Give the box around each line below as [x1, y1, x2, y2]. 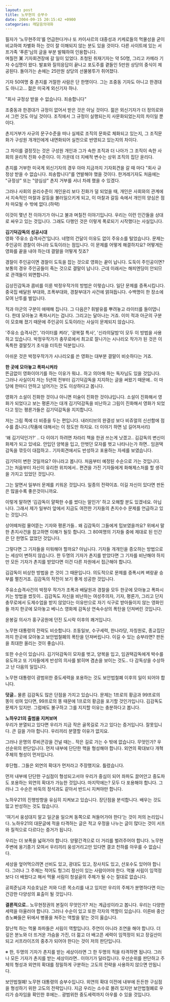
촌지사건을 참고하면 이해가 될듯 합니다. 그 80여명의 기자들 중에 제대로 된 [10, 529, 153, 535]
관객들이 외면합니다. [10, 272, 50, 278]
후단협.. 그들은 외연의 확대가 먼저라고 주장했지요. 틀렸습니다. [5, 762, 124, 769]
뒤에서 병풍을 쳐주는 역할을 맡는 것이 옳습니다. [27, 914, 118, 921]
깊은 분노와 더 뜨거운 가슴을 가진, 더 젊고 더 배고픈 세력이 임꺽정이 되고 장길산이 [5, 932, 162, 938]
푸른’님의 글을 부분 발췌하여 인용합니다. [20, 49, 97, 55]
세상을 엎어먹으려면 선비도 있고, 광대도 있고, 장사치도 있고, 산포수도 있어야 [5, 861, 151, 867]
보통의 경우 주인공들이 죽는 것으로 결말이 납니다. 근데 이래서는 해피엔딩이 [5, 265, 149, 271]
